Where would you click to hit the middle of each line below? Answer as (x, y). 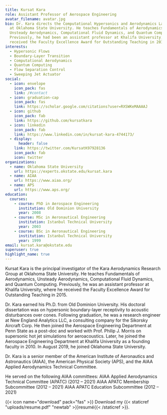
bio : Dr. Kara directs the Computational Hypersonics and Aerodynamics (81, 24)
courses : (19, 199)
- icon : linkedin (28, 125)
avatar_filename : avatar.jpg (35, 19)
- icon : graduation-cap (34, 97)
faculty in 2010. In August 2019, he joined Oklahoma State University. (76, 346)
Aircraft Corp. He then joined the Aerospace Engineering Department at (78, 325)
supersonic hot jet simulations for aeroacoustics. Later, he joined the (75, 336)
